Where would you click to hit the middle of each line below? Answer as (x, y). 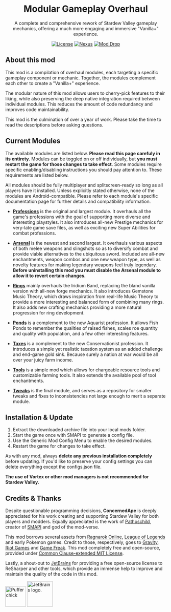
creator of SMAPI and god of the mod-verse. (52, 527)
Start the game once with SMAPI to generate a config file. (73, 435)
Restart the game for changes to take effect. (59, 446)
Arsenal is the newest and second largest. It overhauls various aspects (87, 243)
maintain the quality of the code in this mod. (52, 574)
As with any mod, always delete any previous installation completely (79, 456)
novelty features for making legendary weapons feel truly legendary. (85, 265)
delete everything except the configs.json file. (54, 467)
